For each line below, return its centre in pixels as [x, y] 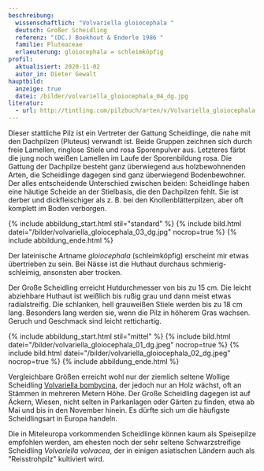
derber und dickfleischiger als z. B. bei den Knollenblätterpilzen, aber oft [126, 200]
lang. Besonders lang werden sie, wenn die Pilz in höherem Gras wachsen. [129, 313]
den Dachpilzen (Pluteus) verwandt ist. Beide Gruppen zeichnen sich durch [130, 141]
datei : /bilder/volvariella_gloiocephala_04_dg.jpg [102, 96]
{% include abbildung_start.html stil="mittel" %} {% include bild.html [119, 336]
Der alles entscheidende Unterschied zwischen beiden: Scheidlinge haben [129, 183]
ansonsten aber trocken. [82, 272]
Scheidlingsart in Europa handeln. [63, 419]
